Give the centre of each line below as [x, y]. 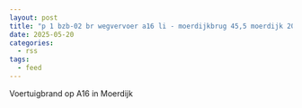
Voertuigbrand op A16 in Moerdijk [71, 93]
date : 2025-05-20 [42, 34]
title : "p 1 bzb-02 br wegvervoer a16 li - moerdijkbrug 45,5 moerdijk [146, 26]
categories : [31, 43]
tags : [19, 59]
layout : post [34, 18]
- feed [30, 68]
